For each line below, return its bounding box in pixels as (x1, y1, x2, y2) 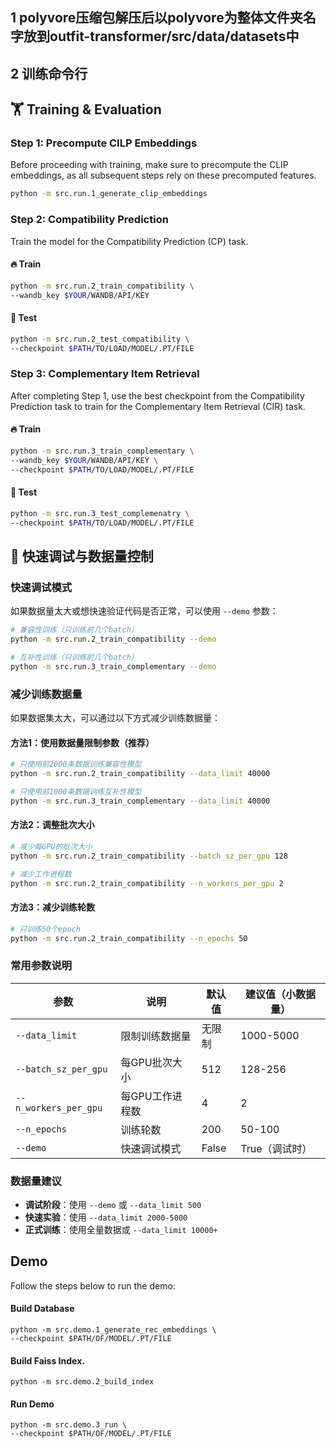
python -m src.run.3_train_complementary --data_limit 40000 (10, 796, 271, 806)
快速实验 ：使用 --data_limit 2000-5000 (24, 1211, 188, 1223)
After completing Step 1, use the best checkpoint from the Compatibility (10, 389, 305, 402)
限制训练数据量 (120, 1029, 192, 1043)
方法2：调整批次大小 (10, 819, 95, 831)
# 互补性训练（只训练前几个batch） (10, 653, 139, 663)
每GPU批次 (120, 1055, 173, 1069)
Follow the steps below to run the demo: (10, 1279, 176, 1292)
